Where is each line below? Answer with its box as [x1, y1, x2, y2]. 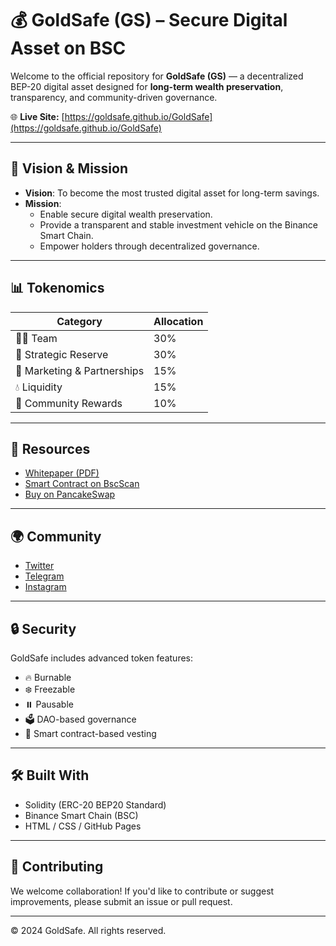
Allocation [153, 314, 204, 328]
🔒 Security [10, 620, 77, 637]
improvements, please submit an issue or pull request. [10, 895, 233, 907]
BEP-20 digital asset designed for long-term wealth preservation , [10, 80, 284, 92]
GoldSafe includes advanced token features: [10, 652, 194, 664]
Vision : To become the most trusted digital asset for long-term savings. [24, 187, 320, 199]
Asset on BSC [10, 37, 127, 60]
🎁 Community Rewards [15, 396, 123, 410]
